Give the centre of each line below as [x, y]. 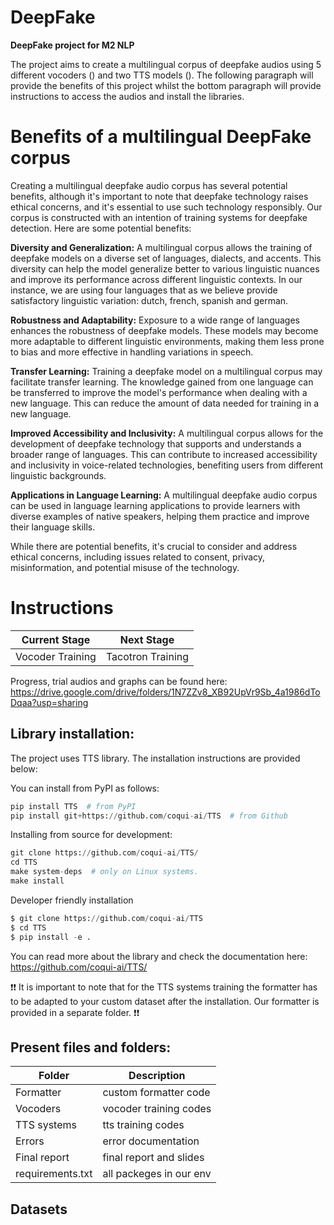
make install [37, 881]
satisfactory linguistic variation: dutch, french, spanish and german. [149, 300]
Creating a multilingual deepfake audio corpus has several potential [149, 185]
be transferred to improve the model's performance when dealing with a [159, 392]
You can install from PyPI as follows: [85, 788]
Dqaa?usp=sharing [49, 702]
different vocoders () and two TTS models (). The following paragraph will [162, 75]
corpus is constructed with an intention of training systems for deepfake [159, 217]
